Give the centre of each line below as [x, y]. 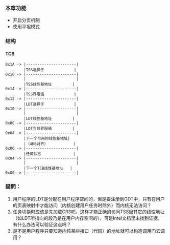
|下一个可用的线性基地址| [47, 139]
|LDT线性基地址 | [49, 119]
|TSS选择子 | [50, 70]
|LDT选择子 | [50, 104]
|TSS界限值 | [50, 94]
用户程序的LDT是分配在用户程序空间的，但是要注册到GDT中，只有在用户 [89, 199]
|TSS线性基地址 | [49, 85]
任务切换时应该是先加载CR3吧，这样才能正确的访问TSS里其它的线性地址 [89, 212]
